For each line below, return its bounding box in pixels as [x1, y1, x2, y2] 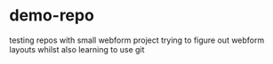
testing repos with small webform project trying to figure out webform [9, 35, 265, 45]
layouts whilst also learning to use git [9, 44, 145, 54]
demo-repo [9, 5, 95, 26]
